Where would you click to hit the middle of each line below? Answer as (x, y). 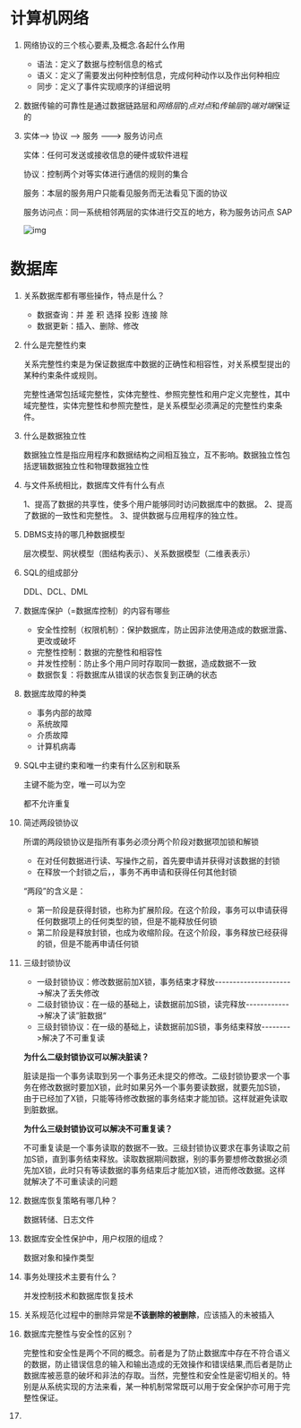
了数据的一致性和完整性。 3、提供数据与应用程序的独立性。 (133, 515)
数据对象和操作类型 (59, 1258)
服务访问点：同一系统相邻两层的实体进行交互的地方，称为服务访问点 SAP (158, 212)
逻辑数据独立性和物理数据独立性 (90, 466)
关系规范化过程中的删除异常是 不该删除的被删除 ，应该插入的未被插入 (149, 1314)
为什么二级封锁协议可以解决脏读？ (86, 1057)
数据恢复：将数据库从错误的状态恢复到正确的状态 (127, 675)
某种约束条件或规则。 (62, 375)
